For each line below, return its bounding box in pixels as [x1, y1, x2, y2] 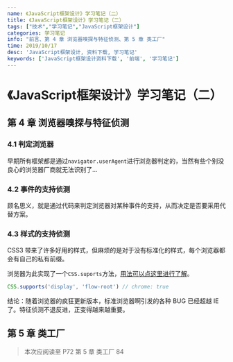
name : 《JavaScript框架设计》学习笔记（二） [7, 10, 121, 17]
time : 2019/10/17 [7, 42, 58, 49]
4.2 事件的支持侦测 [7, 184, 71, 194]
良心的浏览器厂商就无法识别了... [7, 165, 98, 173]
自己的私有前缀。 [19, 255, 68, 264]
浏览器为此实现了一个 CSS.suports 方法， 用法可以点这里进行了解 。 [7, 270, 193, 278]
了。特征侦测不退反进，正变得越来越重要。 [7, 306, 129, 314]
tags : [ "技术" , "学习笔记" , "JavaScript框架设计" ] [7, 23, 140, 30]
